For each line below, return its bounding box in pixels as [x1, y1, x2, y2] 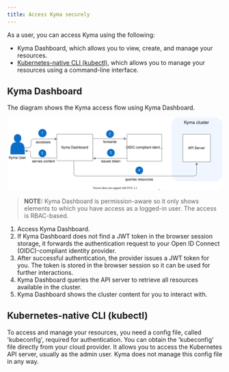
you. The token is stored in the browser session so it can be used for [16, 261, 211, 269]
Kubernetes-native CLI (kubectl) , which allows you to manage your [16, 58, 205, 66]
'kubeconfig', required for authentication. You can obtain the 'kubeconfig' [7, 335, 214, 343]
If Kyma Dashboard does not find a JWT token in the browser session [16, 232, 213, 240]
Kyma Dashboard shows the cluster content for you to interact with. [16, 290, 208, 298]
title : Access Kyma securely [7, 11, 90, 18]
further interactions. [16, 268, 74, 276]
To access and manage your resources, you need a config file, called [7, 328, 202, 336]
